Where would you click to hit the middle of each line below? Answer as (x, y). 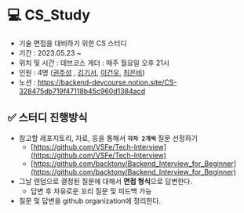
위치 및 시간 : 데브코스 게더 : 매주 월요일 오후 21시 (94, 63)
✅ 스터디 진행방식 (47, 118)
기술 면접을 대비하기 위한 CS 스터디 (73, 43)
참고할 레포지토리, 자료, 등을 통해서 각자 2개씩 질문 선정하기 (108, 138)
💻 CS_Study (49, 15)
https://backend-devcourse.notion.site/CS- (107, 82)
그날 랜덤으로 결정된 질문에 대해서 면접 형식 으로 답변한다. (106, 181)
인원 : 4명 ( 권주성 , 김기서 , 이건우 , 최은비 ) (82, 72)
